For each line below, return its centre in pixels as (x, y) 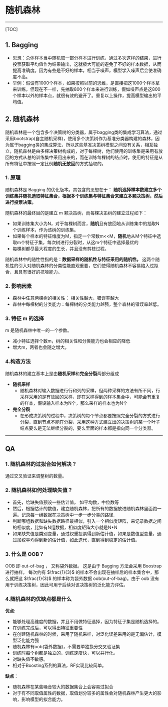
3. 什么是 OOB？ (25, 554)
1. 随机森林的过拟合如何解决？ (41, 464)
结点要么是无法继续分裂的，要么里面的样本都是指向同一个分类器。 (88, 428)
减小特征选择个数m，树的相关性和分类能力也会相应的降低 (71, 341)
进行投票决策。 (20, 202)
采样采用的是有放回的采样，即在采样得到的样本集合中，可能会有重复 (90, 397)
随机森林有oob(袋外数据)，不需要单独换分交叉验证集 (66, 647)
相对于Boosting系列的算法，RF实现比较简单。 (59, 665)
